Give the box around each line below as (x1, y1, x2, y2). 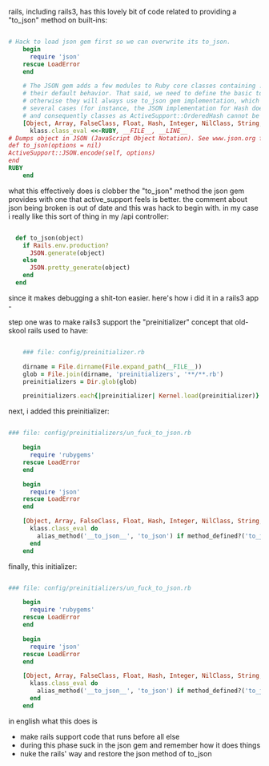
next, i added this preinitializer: (8, 406, 110, 416)
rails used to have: (27, 325, 88, 335)
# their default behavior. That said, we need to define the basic (22, 90, 252, 98)
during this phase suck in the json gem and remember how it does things (19, 740, 261, 750)
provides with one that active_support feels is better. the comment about (8, 194, 248, 204)
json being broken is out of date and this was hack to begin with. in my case (8, 203, 259, 212)
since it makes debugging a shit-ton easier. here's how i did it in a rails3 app (8, 292, 259, 303)
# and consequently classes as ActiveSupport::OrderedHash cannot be (22, 111, 260, 119)
